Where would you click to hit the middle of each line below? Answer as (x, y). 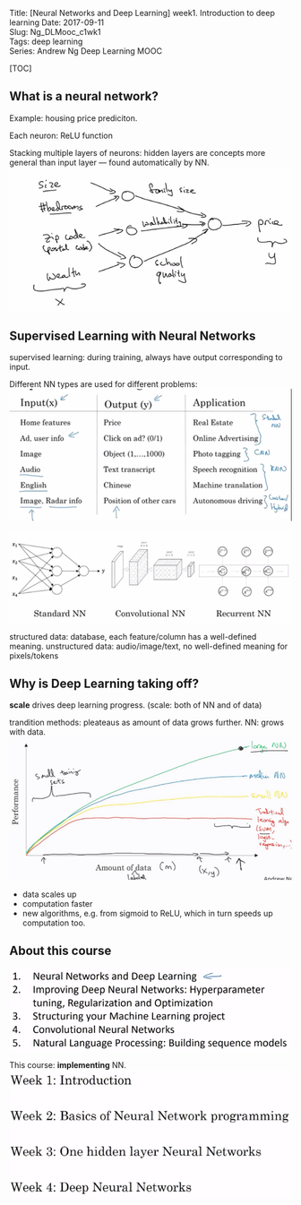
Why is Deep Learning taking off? (104, 684)
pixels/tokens (34, 655)
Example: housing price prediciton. (73, 118)
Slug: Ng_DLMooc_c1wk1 (55, 32)
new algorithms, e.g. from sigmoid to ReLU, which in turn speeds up (147, 914)
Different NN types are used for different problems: (103, 384)
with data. (28, 732)
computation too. (54, 923)
